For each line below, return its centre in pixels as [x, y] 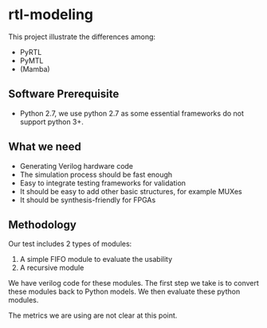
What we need [45, 147]
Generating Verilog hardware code [77, 166]
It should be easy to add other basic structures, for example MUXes [131, 191]
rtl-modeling [51, 15]
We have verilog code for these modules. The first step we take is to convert [133, 283]
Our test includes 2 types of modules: [70, 244]
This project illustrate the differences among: [82, 37]
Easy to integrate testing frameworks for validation [102, 183]
